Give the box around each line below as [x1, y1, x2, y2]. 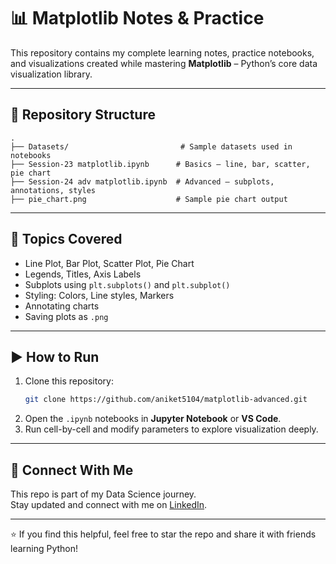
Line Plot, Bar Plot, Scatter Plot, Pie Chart [24, 257, 195, 269]
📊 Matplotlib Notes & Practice [10, 7, 265, 30]
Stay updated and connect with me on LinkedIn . [10, 499, 208, 511]
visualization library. [10, 68, 93, 80]
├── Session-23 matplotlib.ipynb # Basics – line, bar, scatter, [10, 159, 311, 169]
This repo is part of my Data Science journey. [10, 488, 197, 500]
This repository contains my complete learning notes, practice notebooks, [10, 46, 315, 59]
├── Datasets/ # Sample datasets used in [10, 141, 293, 152]
